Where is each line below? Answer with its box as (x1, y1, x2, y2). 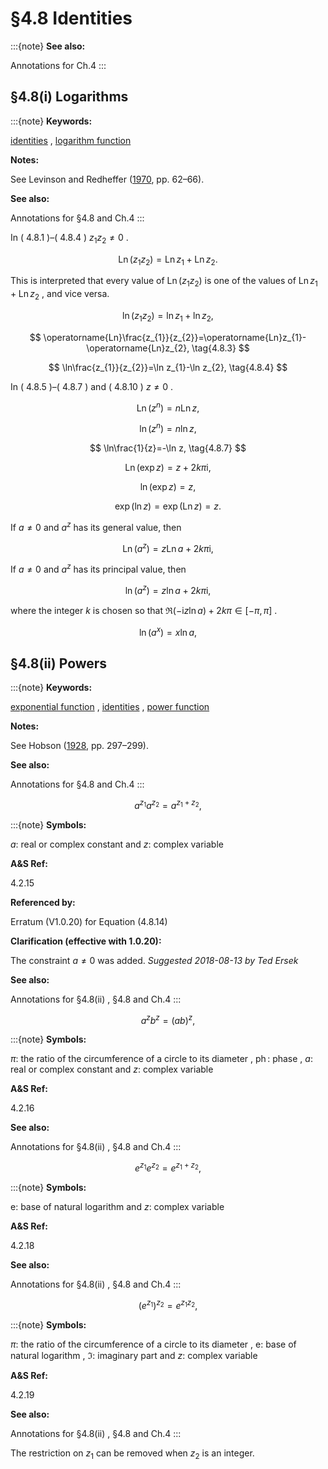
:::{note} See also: (10, 40, 86, 52)
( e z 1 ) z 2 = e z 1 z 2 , (138, 1298, 198, 1311)
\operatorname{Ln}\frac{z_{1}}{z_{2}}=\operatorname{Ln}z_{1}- (43, 331, 307, 343)
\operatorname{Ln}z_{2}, (86, 342, 190, 354)
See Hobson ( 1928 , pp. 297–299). (10, 740, 149, 752)
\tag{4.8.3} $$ (191, 342, 250, 354)
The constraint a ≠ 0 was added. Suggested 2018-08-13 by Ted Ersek (10, 954, 299, 966)
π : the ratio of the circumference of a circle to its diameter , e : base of (10, 1338, 297, 1350)
